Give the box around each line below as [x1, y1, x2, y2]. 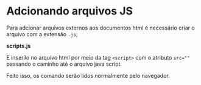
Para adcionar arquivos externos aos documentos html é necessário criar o [6, 24, 195, 31]
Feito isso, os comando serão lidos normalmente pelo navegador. [6, 72, 170, 79]
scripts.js [6, 42, 31, 49]
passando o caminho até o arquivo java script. [6, 60, 122, 68]
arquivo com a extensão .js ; [6, 30, 78, 37]
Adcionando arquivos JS [6, 4, 133, 18]
